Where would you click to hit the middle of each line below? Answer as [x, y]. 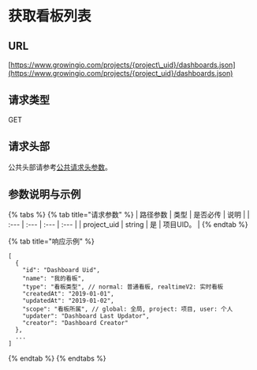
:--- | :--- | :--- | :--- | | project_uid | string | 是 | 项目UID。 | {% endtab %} [128, 225]
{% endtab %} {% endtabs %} [57, 359]
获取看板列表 [50, 16]
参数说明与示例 [45, 194]
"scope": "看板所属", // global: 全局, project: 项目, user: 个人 [128, 309]
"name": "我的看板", [54, 279]
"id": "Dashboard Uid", [61, 270]
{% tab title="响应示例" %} [51, 241]
